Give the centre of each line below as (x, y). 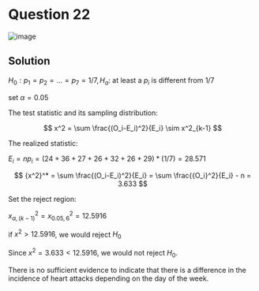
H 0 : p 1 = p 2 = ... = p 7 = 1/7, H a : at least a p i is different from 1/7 (111, 81)
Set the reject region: (42, 200)
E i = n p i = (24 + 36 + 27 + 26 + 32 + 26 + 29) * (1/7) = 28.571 (107, 159)
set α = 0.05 (28, 97)
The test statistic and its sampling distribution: (83, 113)
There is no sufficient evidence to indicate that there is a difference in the (127, 270)
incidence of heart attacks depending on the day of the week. (109, 278)
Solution (29, 61)
